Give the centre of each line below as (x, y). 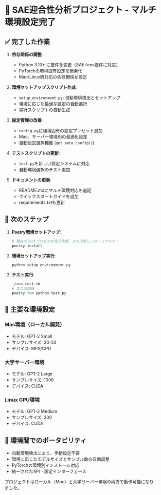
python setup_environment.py (41, 265)
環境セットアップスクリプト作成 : (44, 87)
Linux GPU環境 (22, 399)
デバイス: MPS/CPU (31, 348)
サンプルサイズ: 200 (32, 417)
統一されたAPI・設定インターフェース (49, 472)
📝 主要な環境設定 (30, 309)
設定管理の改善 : (27, 120)
